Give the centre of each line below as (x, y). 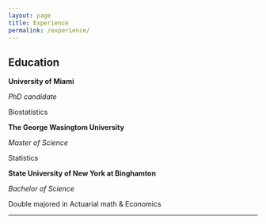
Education (34, 62)
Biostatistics (28, 112)
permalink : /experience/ (49, 30)
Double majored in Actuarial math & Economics (85, 204)
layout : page (30, 15)
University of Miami (41, 82)
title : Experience (38, 23)
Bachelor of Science (42, 189)
